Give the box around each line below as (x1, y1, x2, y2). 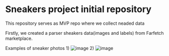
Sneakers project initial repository (5, 4, 152, 15)
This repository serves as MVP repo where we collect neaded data (5, 20, 145, 26)
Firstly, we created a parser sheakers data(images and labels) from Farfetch (5, 30, 164, 36)
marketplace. (5, 35, 33, 41)
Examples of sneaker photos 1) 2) (5, 45, 94, 51)
